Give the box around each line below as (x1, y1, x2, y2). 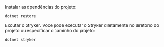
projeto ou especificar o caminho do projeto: (5, 27, 95, 33)
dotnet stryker (5, 37, 36, 42)
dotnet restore (5, 14, 36, 19)
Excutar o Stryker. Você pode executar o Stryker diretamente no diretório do (5, 22, 160, 28)
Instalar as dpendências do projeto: (5, 4, 77, 10)
